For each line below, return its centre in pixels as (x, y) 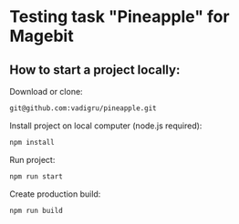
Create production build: (55, 194)
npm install (32, 142)
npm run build (36, 210)
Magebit (42, 36)
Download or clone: (47, 92)
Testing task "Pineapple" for (119, 17)
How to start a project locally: (95, 70)
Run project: (32, 159)
